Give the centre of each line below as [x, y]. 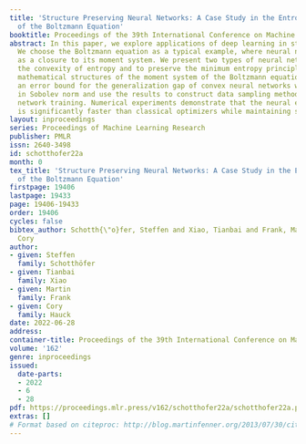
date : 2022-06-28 [42, 323]
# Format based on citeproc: [65, 425]
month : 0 [26, 162]
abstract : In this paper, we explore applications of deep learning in [148, 43]
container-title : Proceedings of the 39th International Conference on [148, 340]
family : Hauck [44, 315]
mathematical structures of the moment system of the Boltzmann [142, 77]
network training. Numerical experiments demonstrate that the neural [154, 103]
